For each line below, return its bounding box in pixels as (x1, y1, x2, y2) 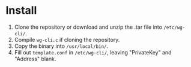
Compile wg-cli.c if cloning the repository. (14, 36, 120, 43)
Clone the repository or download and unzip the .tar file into (14, 23, 163, 31)
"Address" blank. (14, 55, 56, 62)
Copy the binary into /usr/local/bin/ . (14, 42, 109, 50)
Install (5, 4, 37, 17)
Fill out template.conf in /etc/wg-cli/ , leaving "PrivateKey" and (14, 48, 172, 56)
